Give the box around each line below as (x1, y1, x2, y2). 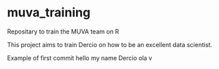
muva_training (7, 5, 91, 20)
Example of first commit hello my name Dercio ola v (7, 53, 153, 62)
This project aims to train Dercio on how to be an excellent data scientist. (7, 40, 213, 49)
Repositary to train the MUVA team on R (7, 27, 120, 36)
